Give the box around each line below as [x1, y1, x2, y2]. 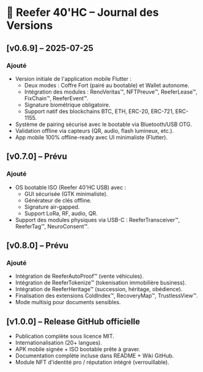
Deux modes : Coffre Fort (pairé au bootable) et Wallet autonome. [24, 81, 190, 89]
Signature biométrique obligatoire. [24, 101, 111, 108]
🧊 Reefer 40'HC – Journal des [6, 6, 159, 20]
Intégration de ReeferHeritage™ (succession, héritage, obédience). [15, 286, 183, 293]
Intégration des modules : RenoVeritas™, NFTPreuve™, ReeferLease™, [24, 88, 197, 95]
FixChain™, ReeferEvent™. [24, 94, 89, 102]
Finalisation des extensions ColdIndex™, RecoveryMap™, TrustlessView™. [15, 292, 198, 299]
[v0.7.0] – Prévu [6, 151, 67, 162]
